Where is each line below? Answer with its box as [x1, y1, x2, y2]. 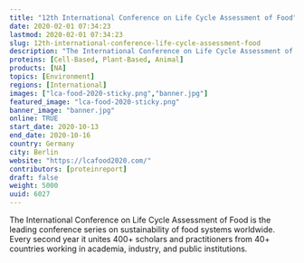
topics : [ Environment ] [9, 72, 95, 81]
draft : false [9, 173, 59, 182]
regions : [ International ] [9, 80, 107, 89]
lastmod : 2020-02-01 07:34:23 [9, 30, 124, 39]
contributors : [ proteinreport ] [9, 164, 128, 174]
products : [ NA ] [9, 64, 67, 73]
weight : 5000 [9, 182, 59, 191]
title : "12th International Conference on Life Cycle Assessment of [9, 13, 273, 23]
